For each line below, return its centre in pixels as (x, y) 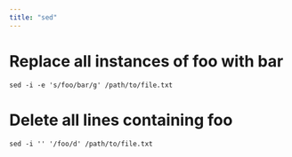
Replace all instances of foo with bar (146, 61)
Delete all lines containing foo (121, 120)
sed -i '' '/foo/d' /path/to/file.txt (81, 144)
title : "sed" (33, 17)
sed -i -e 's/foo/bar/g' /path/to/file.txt (91, 85)
